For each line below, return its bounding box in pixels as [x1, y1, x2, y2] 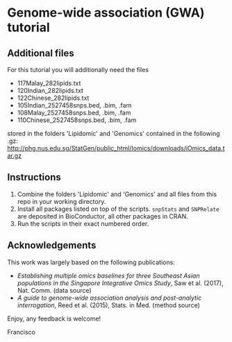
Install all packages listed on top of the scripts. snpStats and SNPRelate [17, 205, 219, 213]
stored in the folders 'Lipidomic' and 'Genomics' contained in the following [7, 130, 220, 137]
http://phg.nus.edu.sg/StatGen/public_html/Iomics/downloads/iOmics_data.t [7, 144, 225, 152]
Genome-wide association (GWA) [7, 5, 205, 21]
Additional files [7, 47, 74, 59]
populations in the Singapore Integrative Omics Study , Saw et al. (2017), [17, 279, 224, 287]
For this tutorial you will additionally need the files [7, 66, 149, 74]
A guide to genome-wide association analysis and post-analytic [17, 293, 202, 302]
